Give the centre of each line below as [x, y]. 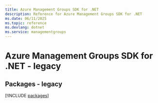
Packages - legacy [34, 84]
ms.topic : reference [26, 23]
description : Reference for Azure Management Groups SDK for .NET [74, 14]
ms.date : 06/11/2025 [26, 18]
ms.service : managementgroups [36, 32]
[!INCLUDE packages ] [27, 96]
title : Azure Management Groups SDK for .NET [52, 9]
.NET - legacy [33, 66]
